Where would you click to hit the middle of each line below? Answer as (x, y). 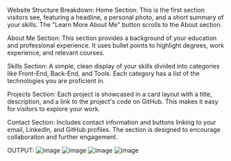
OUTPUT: (21, 150)
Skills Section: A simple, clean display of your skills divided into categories (113, 66)
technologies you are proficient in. (56, 81)
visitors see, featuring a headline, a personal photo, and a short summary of (115, 17)
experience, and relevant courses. (56, 53)
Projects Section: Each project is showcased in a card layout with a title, (110, 94)
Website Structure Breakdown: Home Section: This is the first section (106, 10)
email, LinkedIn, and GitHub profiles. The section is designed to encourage (114, 130)
